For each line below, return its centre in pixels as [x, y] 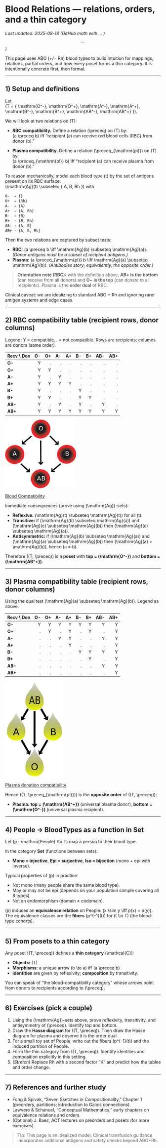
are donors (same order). [31, 345]
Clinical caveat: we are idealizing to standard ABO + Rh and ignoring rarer [80, 294]
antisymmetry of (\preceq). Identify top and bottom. [65, 1025]
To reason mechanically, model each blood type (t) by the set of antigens [80, 176]
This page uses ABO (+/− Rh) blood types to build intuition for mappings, [79, 58]
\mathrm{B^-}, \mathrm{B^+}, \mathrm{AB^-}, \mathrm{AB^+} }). [71, 111]
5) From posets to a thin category [57, 941]
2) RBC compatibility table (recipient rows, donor [82, 320]
